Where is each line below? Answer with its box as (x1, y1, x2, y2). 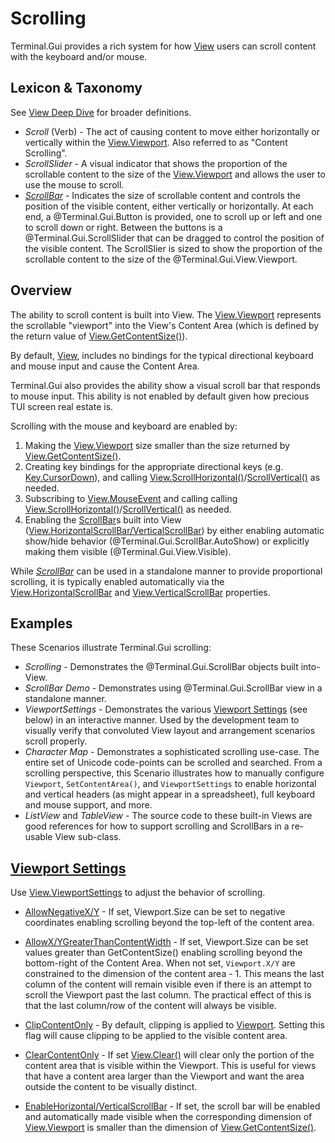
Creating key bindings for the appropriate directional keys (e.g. (24, 460, 284, 472)
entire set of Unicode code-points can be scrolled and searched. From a (24, 757, 323, 769)
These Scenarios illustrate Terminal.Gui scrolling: (10, 642, 212, 654)
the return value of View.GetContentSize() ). (10, 330, 188, 342)
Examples (10, 615, 73, 632)
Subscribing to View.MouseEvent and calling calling (24, 492, 238, 504)
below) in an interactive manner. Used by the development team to (24, 714, 300, 726)
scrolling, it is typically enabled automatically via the (10, 575, 225, 587)
